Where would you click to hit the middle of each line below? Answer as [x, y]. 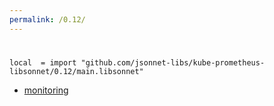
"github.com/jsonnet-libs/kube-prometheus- [173, 62]
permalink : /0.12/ [47, 19]
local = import [43, 62]
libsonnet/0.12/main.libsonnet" [76, 71]
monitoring [46, 90]
